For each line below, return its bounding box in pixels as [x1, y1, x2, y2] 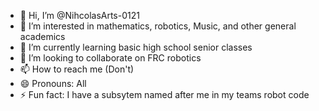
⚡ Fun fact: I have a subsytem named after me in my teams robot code [19, 89, 310, 100]
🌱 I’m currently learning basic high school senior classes [19, 41, 253, 53]
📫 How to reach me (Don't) [19, 63, 135, 75]
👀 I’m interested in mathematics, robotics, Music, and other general [19, 20, 297, 32]
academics [19, 31, 66, 42]
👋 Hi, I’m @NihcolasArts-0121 [19, 10, 140, 21]
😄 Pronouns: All [19, 78, 87, 89]
